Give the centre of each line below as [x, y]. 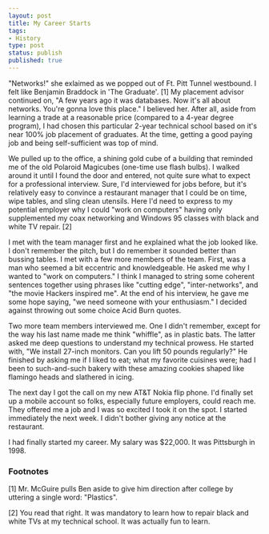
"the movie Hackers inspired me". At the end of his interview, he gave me [129, 293]
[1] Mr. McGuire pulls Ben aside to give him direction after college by [121, 489]
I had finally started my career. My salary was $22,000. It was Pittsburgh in [132, 442]
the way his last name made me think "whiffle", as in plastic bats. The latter [132, 334]
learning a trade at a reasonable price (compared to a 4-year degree [121, 117]
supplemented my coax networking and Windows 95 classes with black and [134, 218]
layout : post [30, 16]
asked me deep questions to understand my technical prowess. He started [131, 342]
